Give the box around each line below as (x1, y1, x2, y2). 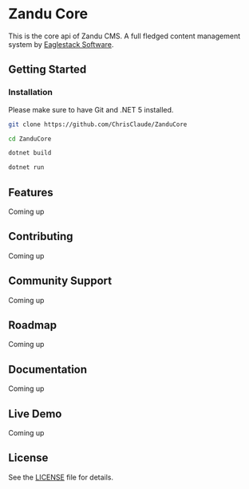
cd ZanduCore (8, 135, 52, 143)
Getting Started (8, 63, 87, 77)
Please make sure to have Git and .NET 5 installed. (8, 105, 174, 114)
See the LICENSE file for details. (8, 472, 114, 482)
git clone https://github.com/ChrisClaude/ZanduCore (8, 120, 188, 128)
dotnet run (8, 164, 45, 172)
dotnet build (8, 149, 52, 157)
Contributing (8, 230, 73, 243)
